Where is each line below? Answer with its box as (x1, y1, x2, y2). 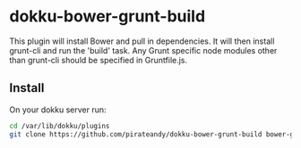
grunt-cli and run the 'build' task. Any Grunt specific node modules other (9, 45, 278, 55)
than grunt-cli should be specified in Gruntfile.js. (9, 54, 188, 65)
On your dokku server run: (9, 104, 107, 115)
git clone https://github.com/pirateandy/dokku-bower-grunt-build (9, 129, 262, 139)
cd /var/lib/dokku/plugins (9, 121, 110, 130)
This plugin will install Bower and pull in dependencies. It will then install (9, 36, 275, 46)
